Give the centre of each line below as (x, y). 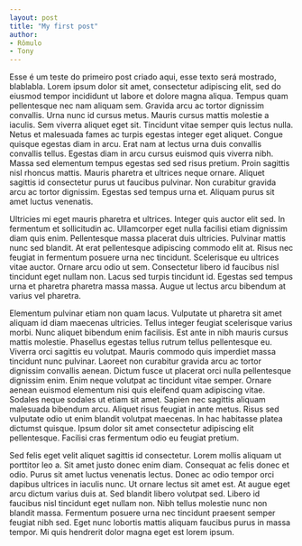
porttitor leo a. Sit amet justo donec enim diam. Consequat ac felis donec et (150, 465)
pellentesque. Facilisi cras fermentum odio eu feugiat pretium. (124, 438)
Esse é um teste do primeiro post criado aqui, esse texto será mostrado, (143, 77)
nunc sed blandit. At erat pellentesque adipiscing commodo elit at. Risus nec (151, 248)
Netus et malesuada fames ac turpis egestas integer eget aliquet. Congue (146, 134)
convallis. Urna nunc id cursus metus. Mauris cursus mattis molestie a (139, 116)
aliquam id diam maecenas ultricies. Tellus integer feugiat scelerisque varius (151, 323)
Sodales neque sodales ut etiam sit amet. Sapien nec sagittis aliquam (137, 400)
